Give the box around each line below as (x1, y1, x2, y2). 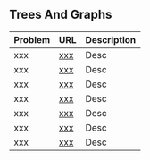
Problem (13, 33, 51, 46)
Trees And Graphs (9, 7, 112, 22)
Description (85, 33, 137, 46)
